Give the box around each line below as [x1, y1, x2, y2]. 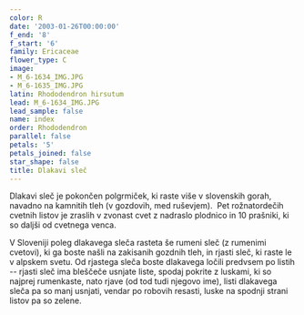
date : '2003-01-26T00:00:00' [9, 22, 120, 31]
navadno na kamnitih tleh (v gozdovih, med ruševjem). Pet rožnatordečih [9, 200, 284, 211]
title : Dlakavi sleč [9, 166, 88, 175]
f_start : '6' [9, 38, 59, 48]
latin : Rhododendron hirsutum [9, 89, 125, 98]
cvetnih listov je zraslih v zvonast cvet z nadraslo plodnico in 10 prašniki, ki [9, 210, 289, 221]
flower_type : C [9, 56, 67, 65]
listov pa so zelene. [9, 295, 82, 306]
